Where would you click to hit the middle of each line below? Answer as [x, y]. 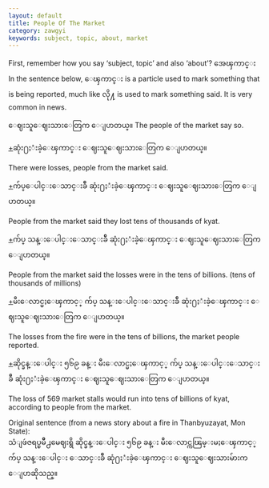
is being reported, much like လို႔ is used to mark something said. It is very [130, 94]
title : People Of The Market [57, 23]
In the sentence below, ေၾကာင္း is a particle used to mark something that [134, 79]
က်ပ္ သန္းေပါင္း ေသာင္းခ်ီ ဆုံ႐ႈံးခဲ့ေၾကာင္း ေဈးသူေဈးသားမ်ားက [128, 458]
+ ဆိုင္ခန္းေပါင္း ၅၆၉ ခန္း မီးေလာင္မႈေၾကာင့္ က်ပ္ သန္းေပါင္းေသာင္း [134, 363]
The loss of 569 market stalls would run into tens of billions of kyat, [119, 399]
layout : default [35, 16]
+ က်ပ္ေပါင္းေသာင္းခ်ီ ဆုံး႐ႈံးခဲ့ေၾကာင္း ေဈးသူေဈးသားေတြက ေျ [132, 186]
